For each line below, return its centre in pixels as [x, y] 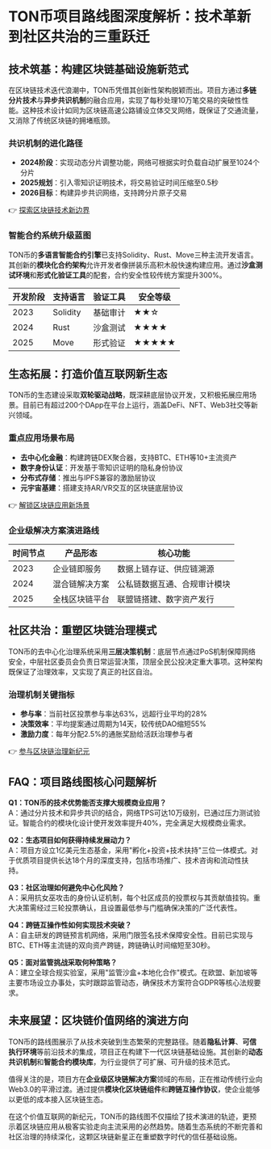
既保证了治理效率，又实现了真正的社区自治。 [83, 671]
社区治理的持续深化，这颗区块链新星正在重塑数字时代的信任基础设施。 [125, 1136]
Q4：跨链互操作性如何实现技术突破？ [70, 925]
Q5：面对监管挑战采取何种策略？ [63, 962]
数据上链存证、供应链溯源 [166, 569]
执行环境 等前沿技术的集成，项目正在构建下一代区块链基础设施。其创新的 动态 [135, 1051]
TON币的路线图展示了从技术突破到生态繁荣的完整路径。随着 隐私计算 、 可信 [132, 1041]
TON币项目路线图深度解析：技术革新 [130, 17]
